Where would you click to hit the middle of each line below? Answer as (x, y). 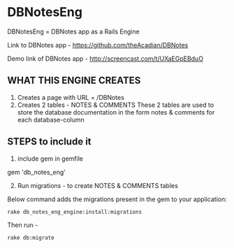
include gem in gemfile (50, 159)
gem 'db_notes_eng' (37, 172)
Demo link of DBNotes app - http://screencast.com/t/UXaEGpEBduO (105, 58)
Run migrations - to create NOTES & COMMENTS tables (97, 185)
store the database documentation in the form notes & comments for (116, 112)
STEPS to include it (50, 141)
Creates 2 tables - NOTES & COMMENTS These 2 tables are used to (116, 105)
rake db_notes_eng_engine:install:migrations (74, 212)
